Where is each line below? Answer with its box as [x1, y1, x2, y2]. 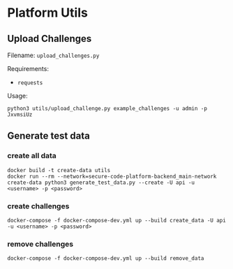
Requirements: [7, 65, 49, 72]
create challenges [7, 201, 70, 210]
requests [17, 79, 43, 86]
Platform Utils [7, 5, 89, 21]
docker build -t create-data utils [7, 167, 111, 174]
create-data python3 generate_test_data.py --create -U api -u [7, 179, 195, 186]
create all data [7, 151, 57, 161]
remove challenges [7, 239, 74, 249]
